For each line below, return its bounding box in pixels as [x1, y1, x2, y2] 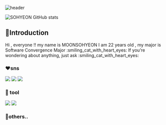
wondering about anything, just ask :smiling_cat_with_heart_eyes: [5, 52, 139, 58]
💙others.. [5, 113, 28, 120]
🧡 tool [5, 89, 19, 96]
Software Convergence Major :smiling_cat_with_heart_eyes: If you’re [5, 47, 145, 53]
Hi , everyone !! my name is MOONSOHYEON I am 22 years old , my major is [5, 42, 162, 48]
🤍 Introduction [5, 29, 49, 37]
